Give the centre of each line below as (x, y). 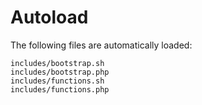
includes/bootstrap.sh (57, 63)
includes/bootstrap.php (60, 72)
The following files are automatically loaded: (101, 45)
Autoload (49, 17)
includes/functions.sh (57, 81)
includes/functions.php (60, 89)
